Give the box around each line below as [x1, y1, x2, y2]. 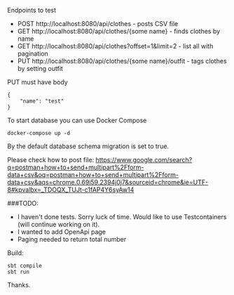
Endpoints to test [7, 6, 57, 14]
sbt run [7, 268, 30, 275]
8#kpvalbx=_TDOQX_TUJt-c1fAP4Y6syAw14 [7, 185, 135, 194]
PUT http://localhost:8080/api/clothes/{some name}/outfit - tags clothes [17, 57, 227, 65]
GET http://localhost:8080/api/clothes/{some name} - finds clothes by [17, 27, 221, 35]
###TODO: [7, 199, 39, 207]
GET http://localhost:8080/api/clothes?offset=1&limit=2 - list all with [17, 42, 214, 50]
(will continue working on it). [17, 221, 100, 228]
